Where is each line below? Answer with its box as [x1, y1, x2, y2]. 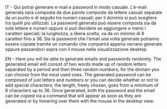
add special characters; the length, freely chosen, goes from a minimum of [5, 82, 159, 88]
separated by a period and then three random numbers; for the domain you [5, 66, 160, 72]
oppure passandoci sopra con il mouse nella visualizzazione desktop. [5, 47, 148, 52]
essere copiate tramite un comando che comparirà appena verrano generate [5, 41, 163, 47]
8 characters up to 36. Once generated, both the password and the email [5, 88, 155, 93]
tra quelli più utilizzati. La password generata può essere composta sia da [5, 20, 157, 26]
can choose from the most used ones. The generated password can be [5, 72, 151, 77]
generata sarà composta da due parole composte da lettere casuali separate [5, 9, 163, 15]
